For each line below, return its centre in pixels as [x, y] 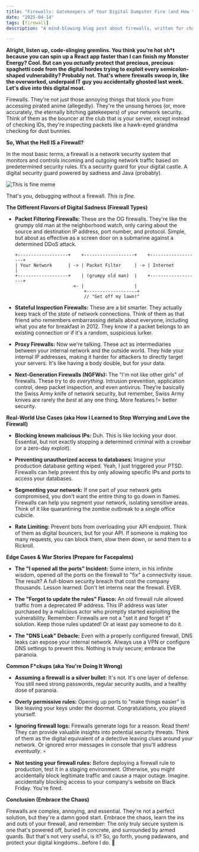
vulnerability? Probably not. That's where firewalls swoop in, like [107, 75]
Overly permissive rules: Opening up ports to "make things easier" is [100, 702]
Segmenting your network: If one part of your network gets [88, 490]
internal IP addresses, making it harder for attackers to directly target [99, 357]
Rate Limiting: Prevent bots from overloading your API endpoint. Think [101, 527]
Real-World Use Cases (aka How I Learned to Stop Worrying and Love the [98, 418]
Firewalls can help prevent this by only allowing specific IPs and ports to [103, 472]
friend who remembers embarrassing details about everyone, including [101, 320]
